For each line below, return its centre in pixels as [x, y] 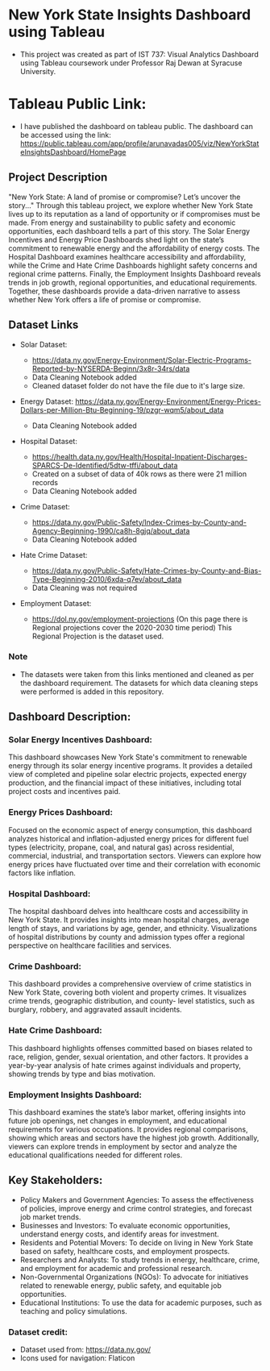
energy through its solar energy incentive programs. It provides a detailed [131, 766]
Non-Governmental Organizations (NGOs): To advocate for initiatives [134, 1277]
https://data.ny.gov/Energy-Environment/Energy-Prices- [168, 401]
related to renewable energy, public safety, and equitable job [120, 1285]
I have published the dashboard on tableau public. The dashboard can [137, 126]
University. [38, 71]
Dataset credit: [38, 1332]
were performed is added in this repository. [92, 692]
